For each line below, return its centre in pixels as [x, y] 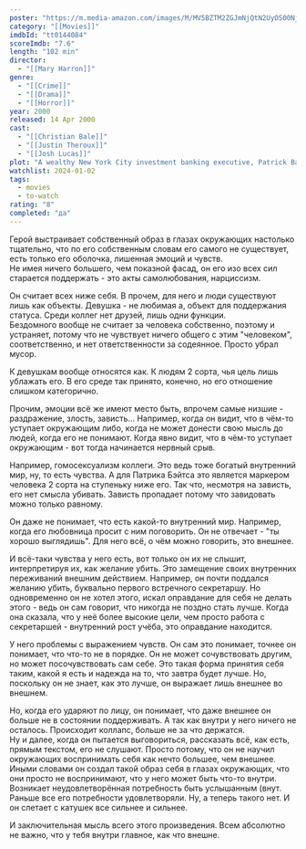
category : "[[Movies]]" [55, 26]
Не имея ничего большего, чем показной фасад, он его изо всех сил [143, 268]
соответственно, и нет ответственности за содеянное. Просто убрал [144, 344]
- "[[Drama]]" [44, 94]
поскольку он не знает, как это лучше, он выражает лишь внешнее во [146, 683]
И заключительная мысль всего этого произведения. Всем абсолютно [148, 825]
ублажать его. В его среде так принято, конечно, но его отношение [141, 381]
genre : [22, 78]
